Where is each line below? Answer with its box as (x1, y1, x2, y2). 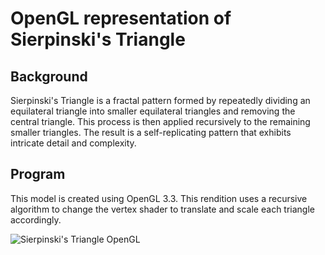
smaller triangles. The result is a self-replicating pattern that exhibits (10, 127, 292, 138)
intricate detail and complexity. (10, 137, 137, 149)
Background (10, 68, 88, 85)
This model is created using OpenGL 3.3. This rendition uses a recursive (10, 192, 308, 204)
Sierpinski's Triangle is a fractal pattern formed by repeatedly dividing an (10, 95, 311, 106)
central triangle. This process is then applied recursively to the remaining (10, 116, 311, 127)
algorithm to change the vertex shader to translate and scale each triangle (10, 203, 315, 215)
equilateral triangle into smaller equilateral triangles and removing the (10, 105, 296, 117)
